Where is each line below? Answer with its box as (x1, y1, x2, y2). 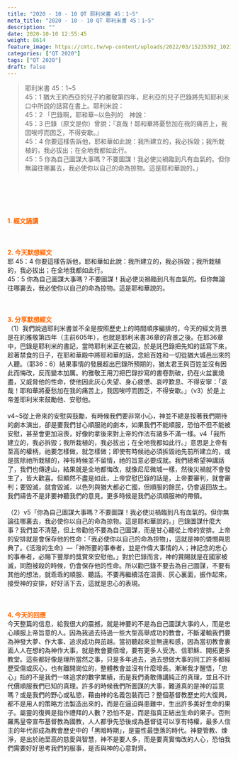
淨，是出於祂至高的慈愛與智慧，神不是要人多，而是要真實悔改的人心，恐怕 (7, 735, 225, 743)
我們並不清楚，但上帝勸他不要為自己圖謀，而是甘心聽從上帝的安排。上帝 (19, 525, 231, 534)
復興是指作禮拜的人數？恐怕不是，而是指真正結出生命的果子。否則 (38, 708, 231, 716)
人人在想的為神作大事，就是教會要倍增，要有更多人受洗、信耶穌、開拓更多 (13, 646, 231, 655)
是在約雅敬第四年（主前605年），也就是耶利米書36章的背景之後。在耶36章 (7, 333, 224, 341)
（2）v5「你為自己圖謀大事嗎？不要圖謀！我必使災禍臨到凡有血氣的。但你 (7, 507, 223, 516)
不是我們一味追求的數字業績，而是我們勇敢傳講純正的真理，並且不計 (31, 672, 231, 681)
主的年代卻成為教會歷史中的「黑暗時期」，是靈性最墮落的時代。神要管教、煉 (7, 726, 228, 734)
